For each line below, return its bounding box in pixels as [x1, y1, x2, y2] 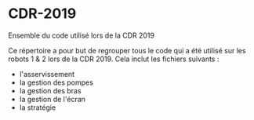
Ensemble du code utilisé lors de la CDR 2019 [8, 31, 155, 40]
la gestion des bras [19, 85, 82, 95]
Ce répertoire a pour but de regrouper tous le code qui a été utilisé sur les [8, 45, 246, 55]
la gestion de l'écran [19, 94, 86, 104]
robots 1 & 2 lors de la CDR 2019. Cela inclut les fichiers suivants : [8, 54, 220, 64]
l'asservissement [19, 69, 75, 78]
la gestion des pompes [19, 78, 94, 87]
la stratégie [19, 103, 56, 112]
